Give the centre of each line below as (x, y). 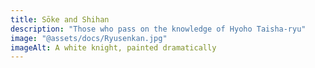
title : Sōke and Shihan (60, 19)
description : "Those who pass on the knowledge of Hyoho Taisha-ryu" (158, 29)
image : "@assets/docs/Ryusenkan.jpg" (89, 38)
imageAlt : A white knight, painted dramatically (113, 47)
